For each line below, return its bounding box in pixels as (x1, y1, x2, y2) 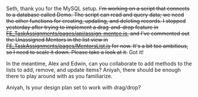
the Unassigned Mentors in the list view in (6, 36, 108, 43)
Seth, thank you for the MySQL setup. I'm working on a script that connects (6, 5, 190, 12)
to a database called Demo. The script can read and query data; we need (6, 11, 184, 18)
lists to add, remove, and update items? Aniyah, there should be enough (6, 66, 181, 73)
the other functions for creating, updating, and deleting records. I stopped (6, 18, 186, 24)
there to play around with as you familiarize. (6, 73, 113, 79)
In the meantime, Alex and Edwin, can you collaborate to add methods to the (6, 60, 192, 67)
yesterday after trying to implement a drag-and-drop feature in (6, 24, 158, 31)
